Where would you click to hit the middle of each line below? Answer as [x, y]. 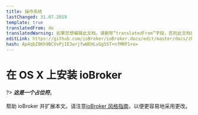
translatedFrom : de [30, 28]
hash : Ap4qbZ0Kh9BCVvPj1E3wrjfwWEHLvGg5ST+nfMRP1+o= [72, 45]
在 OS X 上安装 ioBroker [64, 75]
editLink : [18, 39]
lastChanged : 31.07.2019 [37, 17]
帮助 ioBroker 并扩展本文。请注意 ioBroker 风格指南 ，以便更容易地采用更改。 [98, 106]
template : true [25, 22]
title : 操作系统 [24, 11]
